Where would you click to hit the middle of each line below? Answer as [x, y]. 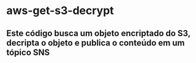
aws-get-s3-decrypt [60, 11]
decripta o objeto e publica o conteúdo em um [96, 43]
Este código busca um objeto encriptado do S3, [99, 33]
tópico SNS [28, 52]
